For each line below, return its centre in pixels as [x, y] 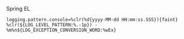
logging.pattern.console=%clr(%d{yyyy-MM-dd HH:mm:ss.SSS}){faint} [92, 20]
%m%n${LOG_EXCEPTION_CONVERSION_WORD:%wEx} [61, 30]
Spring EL [18, 9]
